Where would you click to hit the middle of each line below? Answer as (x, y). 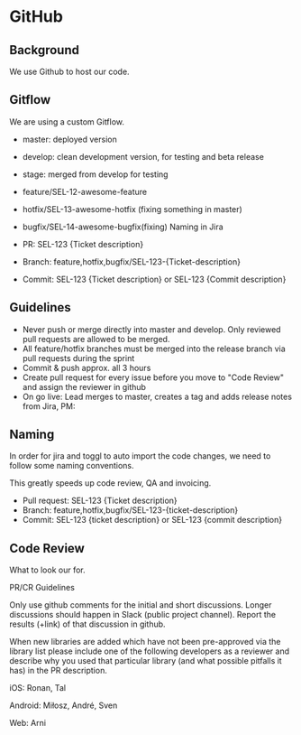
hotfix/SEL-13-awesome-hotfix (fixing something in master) (132, 209)
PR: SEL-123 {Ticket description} (83, 244)
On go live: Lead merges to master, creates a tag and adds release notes (157, 396)
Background (44, 50)
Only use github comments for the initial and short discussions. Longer (141, 605)
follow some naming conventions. (72, 466)
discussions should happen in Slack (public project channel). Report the (143, 615)
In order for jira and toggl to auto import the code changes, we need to (140, 456)
